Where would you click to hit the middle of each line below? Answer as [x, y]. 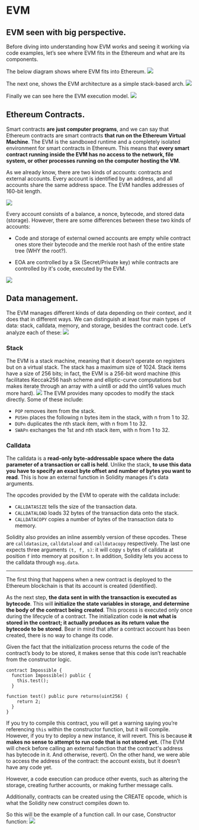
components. [22, 59]
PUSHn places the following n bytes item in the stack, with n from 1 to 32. [102, 417]
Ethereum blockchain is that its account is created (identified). [82, 586]
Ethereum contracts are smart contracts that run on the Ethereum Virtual [96, 135]
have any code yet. [29, 768]
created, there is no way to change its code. [60, 635]
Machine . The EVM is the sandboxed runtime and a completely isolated [93, 142]
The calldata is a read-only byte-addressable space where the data [90, 458]
